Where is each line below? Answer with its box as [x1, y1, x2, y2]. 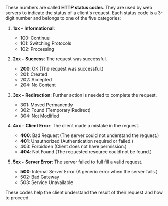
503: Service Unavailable [20, 179, 74, 186]
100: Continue [20, 35, 50, 41]
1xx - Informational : [12, 25, 55, 31]
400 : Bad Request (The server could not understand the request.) [20, 132, 159, 139]
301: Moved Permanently [20, 102, 73, 108]
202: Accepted [20, 77, 52, 82]
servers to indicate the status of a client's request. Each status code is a [5, 10, 157, 16]
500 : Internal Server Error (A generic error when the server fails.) [20, 169, 158, 174]
